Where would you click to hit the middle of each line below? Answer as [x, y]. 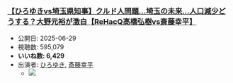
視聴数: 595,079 [41, 47]
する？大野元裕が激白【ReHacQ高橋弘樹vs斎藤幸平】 [106, 21]
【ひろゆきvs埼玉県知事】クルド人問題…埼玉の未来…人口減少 [113, 11]
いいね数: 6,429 [41, 56]
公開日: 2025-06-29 [47, 38]
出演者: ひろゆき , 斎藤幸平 [55, 65]
